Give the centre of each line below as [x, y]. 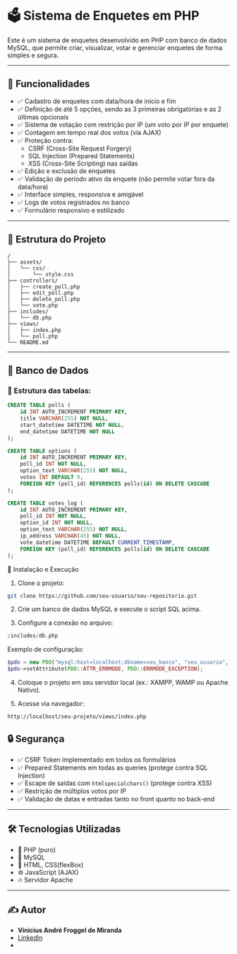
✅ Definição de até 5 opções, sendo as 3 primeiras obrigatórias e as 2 [120, 109]
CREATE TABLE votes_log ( [45, 503]
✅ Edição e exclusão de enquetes [66, 171]
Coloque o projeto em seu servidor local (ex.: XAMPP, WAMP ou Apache [123, 682]
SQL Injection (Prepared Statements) [81, 155]
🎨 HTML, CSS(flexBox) [50, 864]
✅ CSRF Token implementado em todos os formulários [97, 760]
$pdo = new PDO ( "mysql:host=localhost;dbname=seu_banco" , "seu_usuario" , [118, 662]
